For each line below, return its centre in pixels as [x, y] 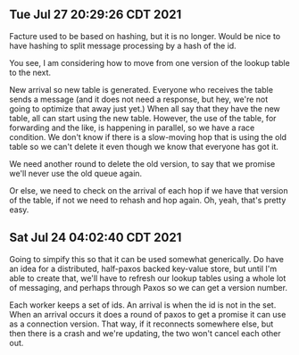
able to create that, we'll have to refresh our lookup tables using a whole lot [148, 278]
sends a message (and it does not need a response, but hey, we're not [139, 99]
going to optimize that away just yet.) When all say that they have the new [145, 108]
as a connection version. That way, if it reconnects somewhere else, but [141, 324]
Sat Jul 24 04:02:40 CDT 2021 [96, 238]
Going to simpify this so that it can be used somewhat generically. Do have [146, 259]
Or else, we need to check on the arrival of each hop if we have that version [149, 190]
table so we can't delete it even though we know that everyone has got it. [144, 146]
